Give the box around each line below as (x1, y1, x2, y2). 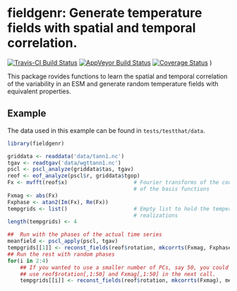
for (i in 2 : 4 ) (7, 257, 49, 264)
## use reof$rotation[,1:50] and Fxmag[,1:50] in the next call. (20, 271, 217, 278)
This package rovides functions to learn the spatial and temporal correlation (7, 72, 228, 81)
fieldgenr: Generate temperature (7, 5, 202, 21)
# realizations (133, 212, 178, 219)
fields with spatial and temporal (7, 20, 196, 36)
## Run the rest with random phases (7, 251, 115, 258)
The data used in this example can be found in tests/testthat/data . (7, 126, 206, 135)
